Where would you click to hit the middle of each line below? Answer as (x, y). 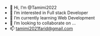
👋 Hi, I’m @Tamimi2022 (33, 8)
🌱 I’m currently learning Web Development (52, 18)
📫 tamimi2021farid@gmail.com (41, 28)
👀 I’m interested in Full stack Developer (49, 13)
